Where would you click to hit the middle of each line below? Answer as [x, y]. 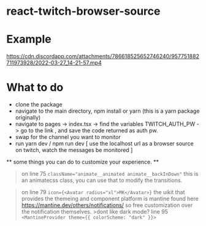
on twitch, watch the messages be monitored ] [74, 150]
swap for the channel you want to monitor [68, 137]
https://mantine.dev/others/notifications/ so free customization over [107, 205]
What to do [35, 88]
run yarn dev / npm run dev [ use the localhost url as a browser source [105, 144]
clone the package [39, 105]
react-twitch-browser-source [83, 11]
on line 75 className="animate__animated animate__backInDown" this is [110, 174]
